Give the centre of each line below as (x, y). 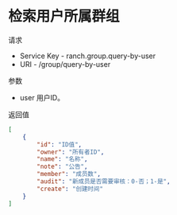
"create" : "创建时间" (70, 189)
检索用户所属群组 (64, 16)
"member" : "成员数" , (69, 174)
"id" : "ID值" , (59, 144)
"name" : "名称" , (62, 159)
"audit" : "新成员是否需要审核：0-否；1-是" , (104, 182)
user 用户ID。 (42, 97)
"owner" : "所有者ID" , (71, 152)
